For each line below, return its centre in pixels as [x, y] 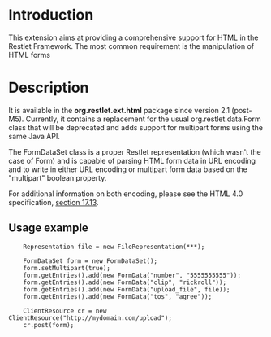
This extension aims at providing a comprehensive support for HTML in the [133, 37]
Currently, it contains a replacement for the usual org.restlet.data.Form [143, 119]
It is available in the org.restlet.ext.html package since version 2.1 [119, 110]
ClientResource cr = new [65, 311]
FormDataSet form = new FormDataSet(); [90, 261]
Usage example [49, 228]
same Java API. [34, 136]
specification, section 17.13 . [54, 202]
